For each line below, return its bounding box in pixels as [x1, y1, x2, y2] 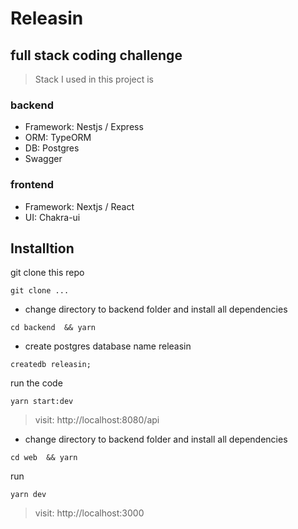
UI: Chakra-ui [24, 211, 81, 223]
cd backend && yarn [10, 323, 97, 333]
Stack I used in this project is [34, 73, 154, 85]
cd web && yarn [10, 453, 78, 463]
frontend [10, 178, 55, 192]
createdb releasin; [10, 360, 92, 370]
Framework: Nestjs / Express [24, 121, 144, 133]
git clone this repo [10, 267, 85, 279]
